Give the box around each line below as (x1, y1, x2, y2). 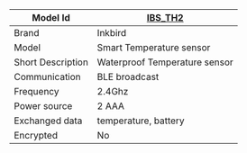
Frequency (14, 85, 59, 97)
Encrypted (14, 130, 59, 141)
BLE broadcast (96, 71, 160, 83)
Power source (14, 100, 73, 112)
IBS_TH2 (146, 12, 184, 23)
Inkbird (96, 27, 127, 39)
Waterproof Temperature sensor (96, 56, 234, 68)
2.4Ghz (96, 85, 129, 97)
